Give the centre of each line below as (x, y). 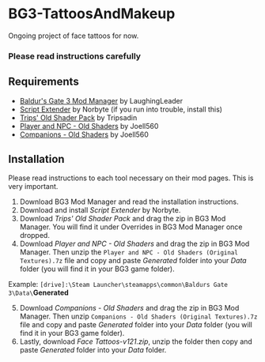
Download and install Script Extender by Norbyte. (100, 210)
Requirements (44, 82)
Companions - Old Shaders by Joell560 (84, 134)
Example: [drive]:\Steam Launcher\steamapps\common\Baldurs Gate (118, 285)
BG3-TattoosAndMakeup (92, 14)
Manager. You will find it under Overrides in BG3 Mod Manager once (131, 227)
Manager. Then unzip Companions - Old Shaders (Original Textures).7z (138, 316)
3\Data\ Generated (38, 292)
